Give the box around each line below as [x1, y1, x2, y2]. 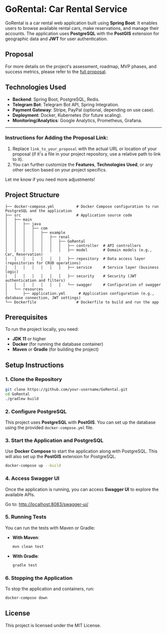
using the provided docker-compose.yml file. [5, 425, 94, 431]
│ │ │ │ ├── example [5, 230, 66, 235]
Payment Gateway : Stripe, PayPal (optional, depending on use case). [12, 107, 155, 113]
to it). [12, 156, 23, 162]
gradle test [12, 562, 37, 567]
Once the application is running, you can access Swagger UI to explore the [5, 486, 159, 492]
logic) [5, 269, 19, 274]
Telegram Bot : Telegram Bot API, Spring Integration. [12, 101, 119, 107]
